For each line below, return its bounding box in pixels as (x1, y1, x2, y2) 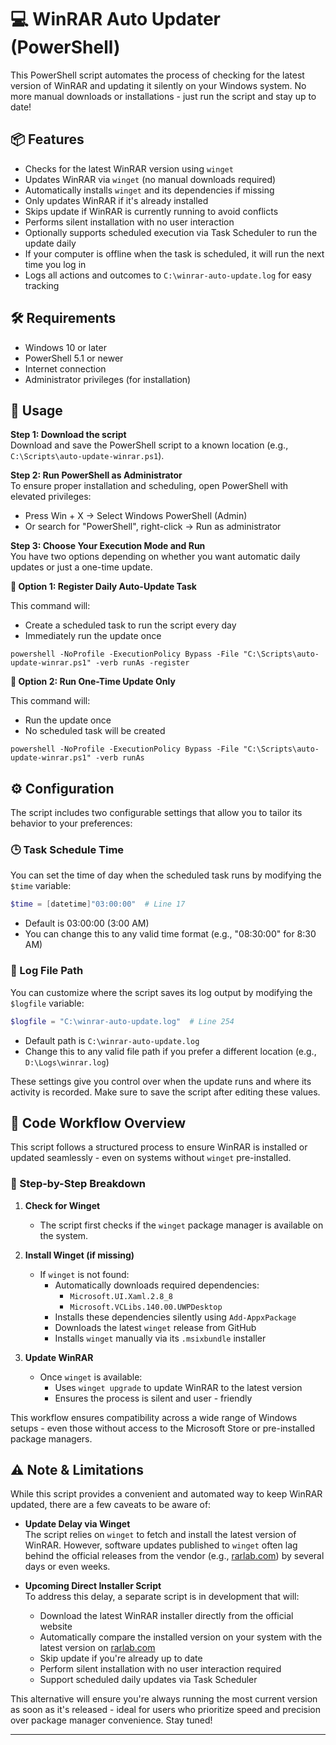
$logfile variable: (10, 997, 85, 1009)
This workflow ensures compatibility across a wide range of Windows (10, 1411, 298, 1423)
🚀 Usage (10, 402, 63, 419)
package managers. (10, 1432, 93, 1445)
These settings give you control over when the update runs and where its (10, 1075, 312, 1087)
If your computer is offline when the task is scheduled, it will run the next (24, 247, 325, 260)
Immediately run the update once (24, 630, 162, 642)
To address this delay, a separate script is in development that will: (24, 1591, 300, 1603)
